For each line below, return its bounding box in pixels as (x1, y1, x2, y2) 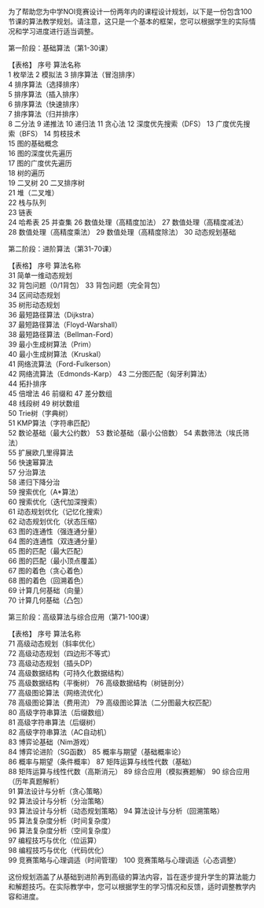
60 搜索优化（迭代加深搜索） (8, 497, 102, 506)
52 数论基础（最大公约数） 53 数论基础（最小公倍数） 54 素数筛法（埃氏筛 (8, 428, 250, 437)
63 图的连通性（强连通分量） (8, 527, 102, 536)
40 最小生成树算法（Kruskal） (8, 350, 106, 358)
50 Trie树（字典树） (8, 409, 73, 417)
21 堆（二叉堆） (8, 188, 59, 197)
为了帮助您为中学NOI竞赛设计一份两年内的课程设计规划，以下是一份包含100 (8, 7, 253, 16)
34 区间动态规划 (8, 291, 60, 299)
